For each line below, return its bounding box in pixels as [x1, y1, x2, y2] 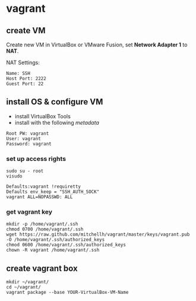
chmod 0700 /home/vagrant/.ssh [6, 226, 84, 233]
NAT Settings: [6, 59, 40, 66]
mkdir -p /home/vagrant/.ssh [6, 221, 78, 227]
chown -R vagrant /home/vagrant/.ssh [6, 247, 100, 254]
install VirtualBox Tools [14, 112, 71, 120]
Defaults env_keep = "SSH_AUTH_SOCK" [6, 189, 100, 195]
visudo [6, 173, 23, 179]
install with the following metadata [14, 119, 100, 126]
